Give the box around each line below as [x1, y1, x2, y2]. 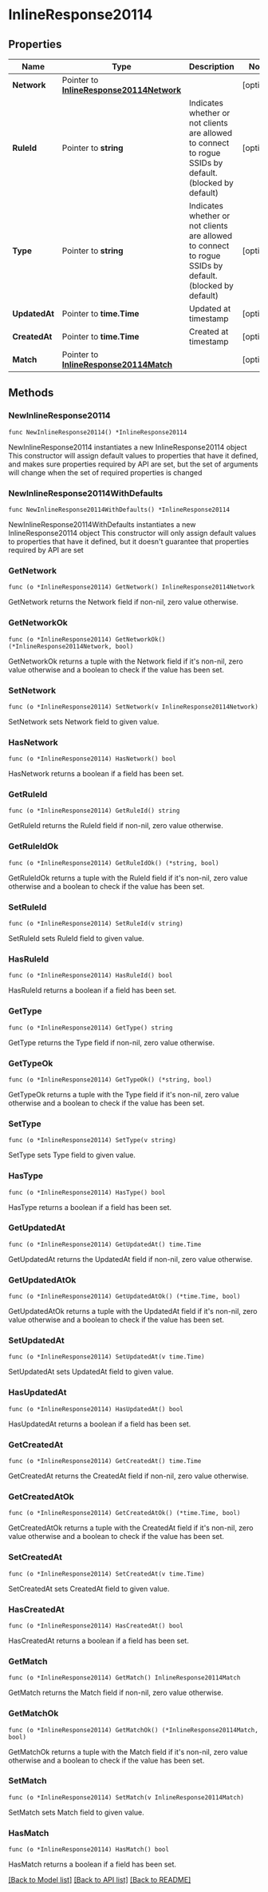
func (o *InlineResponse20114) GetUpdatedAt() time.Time [8, 1240, 202, 1248]
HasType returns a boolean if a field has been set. [8, 1202, 172, 1212]
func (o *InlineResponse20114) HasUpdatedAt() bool [8, 1405, 183, 1413]
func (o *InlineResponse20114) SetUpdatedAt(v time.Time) [8, 1353, 205, 1361]
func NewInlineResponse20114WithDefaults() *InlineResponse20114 [8, 506, 230, 514]
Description [188, 61, 235, 72]
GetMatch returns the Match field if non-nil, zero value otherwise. [8, 1688, 223, 1698]
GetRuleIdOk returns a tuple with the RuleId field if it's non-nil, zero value [8, 873, 248, 883]
